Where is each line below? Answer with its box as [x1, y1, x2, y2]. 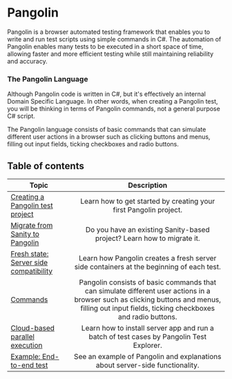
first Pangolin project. [113, 205, 183, 215]
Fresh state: [10, 249, 49, 259]
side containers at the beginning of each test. [74, 262, 221, 272]
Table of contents [7, 160, 84, 172]
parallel [10, 332, 35, 342]
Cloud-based [10, 323, 55, 333]
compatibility [10, 266, 53, 276]
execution [10, 340, 43, 350]
